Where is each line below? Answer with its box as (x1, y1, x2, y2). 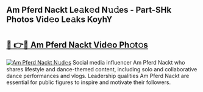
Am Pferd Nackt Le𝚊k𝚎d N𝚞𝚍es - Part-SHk (6, 5, 172, 15)
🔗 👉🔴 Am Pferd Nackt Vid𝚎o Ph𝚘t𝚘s (6, 40, 148, 50)
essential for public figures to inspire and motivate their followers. (6, 79, 171, 86)
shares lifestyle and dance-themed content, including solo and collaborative (6, 66, 198, 73)
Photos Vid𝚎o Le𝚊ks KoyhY (6, 15, 113, 25)
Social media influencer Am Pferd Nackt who (73, 59, 185, 66)
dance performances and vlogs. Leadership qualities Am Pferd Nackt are (6, 73, 190, 79)
